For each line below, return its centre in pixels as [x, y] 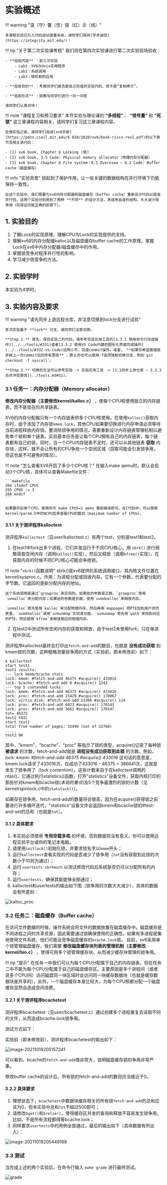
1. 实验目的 [22, 222]
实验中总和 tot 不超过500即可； [69, 1107]
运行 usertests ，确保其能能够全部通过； [53, 880]
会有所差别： [25, 892]
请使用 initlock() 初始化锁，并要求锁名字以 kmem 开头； [67, 848]
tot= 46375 [16, 713]
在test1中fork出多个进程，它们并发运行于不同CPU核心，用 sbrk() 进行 [84, 547]
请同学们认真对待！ [22, 105]
